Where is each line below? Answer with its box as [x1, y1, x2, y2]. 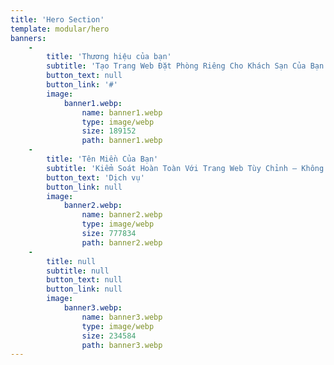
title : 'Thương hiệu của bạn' [46, 52, 172, 62]
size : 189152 [81, 126, 137, 136]
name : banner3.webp [81, 312, 163, 322]
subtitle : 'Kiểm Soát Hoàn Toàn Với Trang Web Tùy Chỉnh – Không [46, 163, 325, 173]
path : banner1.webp [81, 136, 163, 146]
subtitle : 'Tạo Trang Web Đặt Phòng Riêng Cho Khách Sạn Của [46, 61, 307, 71]
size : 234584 [81, 331, 137, 341]
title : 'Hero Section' [10, 14, 105, 25]
